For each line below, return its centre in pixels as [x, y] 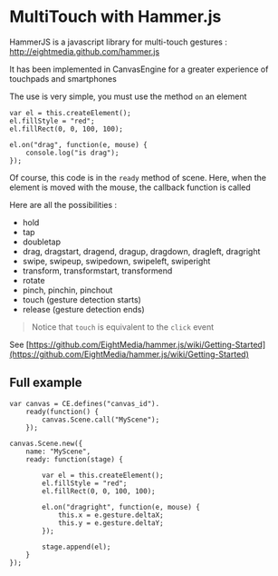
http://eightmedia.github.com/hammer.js [85, 51]
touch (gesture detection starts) [82, 299]
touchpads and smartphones [63, 78]
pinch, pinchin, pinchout [67, 290]
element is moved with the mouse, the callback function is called [130, 187]
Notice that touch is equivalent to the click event [123, 327]
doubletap [42, 242]
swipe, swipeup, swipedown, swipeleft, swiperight [116, 261]
